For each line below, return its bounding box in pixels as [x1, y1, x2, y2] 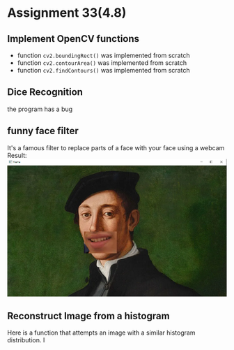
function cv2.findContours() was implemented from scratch [17, 66, 190, 74]
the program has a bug [7, 105, 73, 113]
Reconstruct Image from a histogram [7, 310, 170, 322]
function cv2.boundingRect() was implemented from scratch [17, 51, 190, 59]
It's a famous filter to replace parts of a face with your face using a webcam [7, 143, 225, 152]
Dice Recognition [7, 86, 84, 99]
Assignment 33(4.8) [7, 5, 127, 21]
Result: [7, 151, 27, 159]
